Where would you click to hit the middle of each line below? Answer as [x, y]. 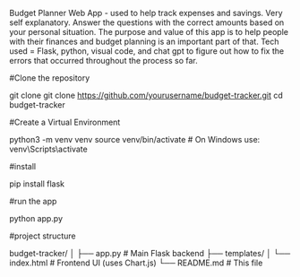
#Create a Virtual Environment [65, 122]
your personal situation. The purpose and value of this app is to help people [149, 32]
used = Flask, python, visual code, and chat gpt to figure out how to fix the [147, 51]
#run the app [33, 201]
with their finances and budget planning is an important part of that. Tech [144, 41]
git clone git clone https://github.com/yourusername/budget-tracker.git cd [146, 95]
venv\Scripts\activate [48, 149]
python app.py [36, 218]
